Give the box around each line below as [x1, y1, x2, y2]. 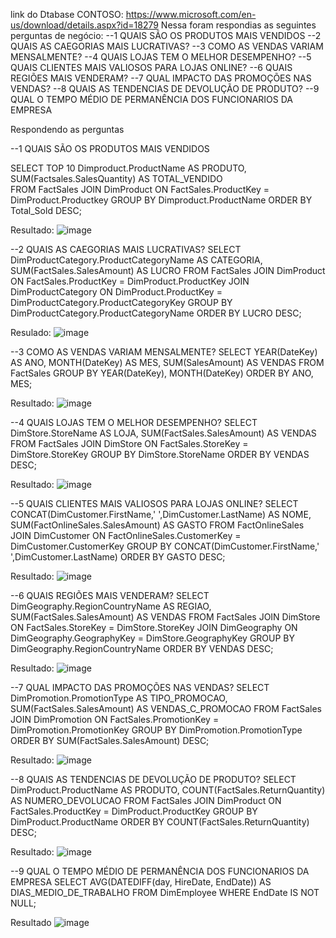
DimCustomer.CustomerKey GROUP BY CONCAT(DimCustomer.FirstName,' [10, 540, 320, 552]
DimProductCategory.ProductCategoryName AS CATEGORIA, [10, 254, 263, 266]
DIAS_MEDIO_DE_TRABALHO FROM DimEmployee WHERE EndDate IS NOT [10, 887, 320, 898]
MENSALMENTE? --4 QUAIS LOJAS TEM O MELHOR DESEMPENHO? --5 [10, 51, 312, 63]
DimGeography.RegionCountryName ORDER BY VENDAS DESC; [10, 643, 274, 654]
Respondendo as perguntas [10, 124, 125, 135]
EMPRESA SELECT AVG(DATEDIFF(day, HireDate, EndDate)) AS [10, 876, 272, 888]
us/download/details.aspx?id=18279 [10, 19, 159, 31]
